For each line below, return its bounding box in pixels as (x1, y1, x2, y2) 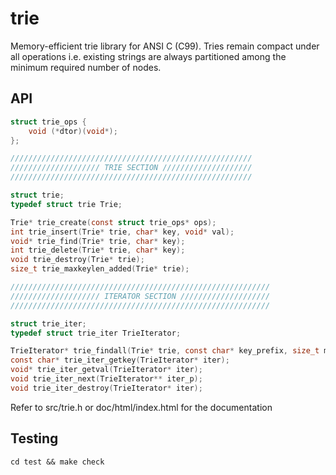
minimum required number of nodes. (10, 61, 162, 73)
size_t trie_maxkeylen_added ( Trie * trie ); (10, 264, 190, 274)
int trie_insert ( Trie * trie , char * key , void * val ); (10, 227, 235, 237)
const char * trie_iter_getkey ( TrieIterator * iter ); (10, 355, 230, 366)
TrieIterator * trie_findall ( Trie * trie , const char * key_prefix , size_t (10, 346, 320, 356)
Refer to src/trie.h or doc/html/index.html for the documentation (10, 401, 273, 413)
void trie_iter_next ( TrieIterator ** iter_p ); (10, 374, 203, 384)
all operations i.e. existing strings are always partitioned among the (10, 50, 287, 62)
